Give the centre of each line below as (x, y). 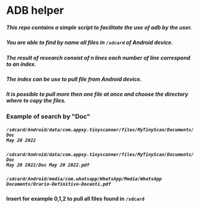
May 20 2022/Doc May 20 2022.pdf (48, 165)
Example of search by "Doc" (49, 116)
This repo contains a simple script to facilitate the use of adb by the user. (99, 27)
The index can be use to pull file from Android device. (74, 79)
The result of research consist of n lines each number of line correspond (98, 58)
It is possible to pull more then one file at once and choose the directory (97, 94)
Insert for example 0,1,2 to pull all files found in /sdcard (75, 199)
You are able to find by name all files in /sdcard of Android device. (90, 43)
